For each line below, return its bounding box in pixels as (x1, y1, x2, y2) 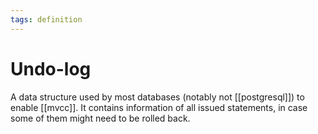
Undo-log (10, 57, 92, 80)
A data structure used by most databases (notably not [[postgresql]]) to (10, 91, 305, 103)
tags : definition (10, 14, 83, 25)
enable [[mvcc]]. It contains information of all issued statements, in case (10, 101, 308, 113)
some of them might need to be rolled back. (10, 112, 191, 124)
